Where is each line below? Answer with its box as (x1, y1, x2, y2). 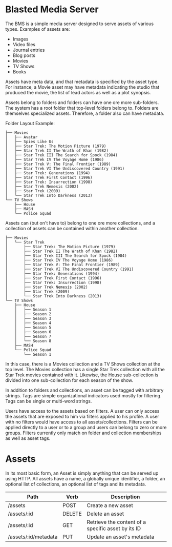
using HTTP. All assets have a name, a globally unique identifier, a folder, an (5, 475, 165, 481)
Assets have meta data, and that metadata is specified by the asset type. (5, 78, 159, 85)
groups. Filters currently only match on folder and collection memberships (5, 430, 162, 436)
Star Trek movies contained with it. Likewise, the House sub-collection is (5, 372, 159, 378)
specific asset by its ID (87, 524, 141, 532)
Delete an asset (87, 510, 124, 517)
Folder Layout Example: (5, 120, 55, 126)
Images (12, 36, 29, 42)
